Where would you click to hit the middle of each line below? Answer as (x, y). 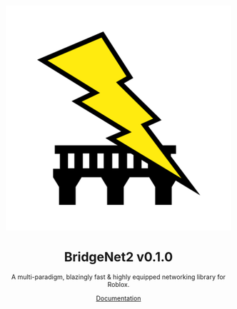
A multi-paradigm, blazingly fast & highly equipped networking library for (118, 277)
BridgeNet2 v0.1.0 (118, 257)
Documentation (118, 298)
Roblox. (118, 284)
